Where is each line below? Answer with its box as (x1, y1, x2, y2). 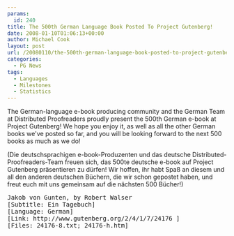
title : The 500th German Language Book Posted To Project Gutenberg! (7, 23, 214, 30)
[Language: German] (7, 207, 74, 216)
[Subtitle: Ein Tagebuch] (7, 200, 96, 209)
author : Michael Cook (7, 36, 70, 43)
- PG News (13, 62, 42, 69)
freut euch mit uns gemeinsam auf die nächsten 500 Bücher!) (7, 180, 184, 189)
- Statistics (13, 88, 52, 95)
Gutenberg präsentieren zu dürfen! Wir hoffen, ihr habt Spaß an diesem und (7, 165, 225, 174)
